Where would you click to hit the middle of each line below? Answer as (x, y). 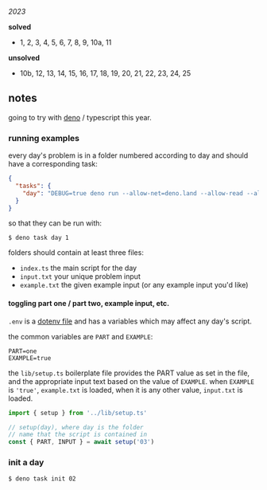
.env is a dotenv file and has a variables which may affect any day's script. (130, 321)
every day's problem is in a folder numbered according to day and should (128, 155)
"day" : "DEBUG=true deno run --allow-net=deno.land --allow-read (133, 193)
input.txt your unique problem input (80, 276)
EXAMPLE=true (30, 358)
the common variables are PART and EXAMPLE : (81, 336)
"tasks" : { (33, 186)
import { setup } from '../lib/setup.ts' (78, 413)
